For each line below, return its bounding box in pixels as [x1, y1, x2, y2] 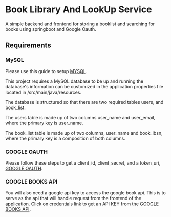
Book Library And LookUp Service [5, 4, 152, 15]
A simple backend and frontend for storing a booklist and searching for [5, 21, 155, 27]
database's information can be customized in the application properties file [5, 83, 164, 89]
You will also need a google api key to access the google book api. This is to [5, 190, 166, 196]
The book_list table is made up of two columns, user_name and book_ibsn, [5, 130, 163, 136]
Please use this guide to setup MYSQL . [5, 68, 88, 74]
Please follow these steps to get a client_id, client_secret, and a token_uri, [5, 159, 161, 166]
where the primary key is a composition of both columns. [5, 135, 125, 141]
